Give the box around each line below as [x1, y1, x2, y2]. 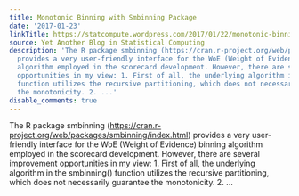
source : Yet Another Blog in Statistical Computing [9, 37, 205, 47]
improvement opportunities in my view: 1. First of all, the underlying [9, 158, 255, 169]
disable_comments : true [9, 95, 98, 105]
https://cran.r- [109, 120, 162, 131]
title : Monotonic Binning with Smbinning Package [9, 12, 198, 22]
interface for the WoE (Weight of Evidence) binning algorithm [39, 139, 263, 150]
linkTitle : [9, 29, 50, 38]
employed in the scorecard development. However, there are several [9, 149, 261, 159]
